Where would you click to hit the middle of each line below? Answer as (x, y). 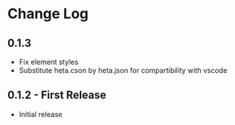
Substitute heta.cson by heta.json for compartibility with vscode (123, 70)
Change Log (48, 14)
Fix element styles (49, 62)
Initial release (40, 114)
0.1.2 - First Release (57, 95)
